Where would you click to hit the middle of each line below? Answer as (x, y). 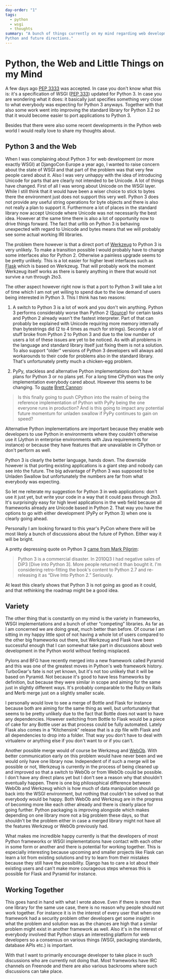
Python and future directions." (39, 39)
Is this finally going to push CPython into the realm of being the (83, 397)
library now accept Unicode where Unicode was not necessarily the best (81, 213)
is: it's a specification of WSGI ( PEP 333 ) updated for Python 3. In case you (83, 94)
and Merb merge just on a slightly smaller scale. (55, 693)
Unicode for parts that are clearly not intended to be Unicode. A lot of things (85, 180)
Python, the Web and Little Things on (84, 64)
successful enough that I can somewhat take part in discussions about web (84, 646)
